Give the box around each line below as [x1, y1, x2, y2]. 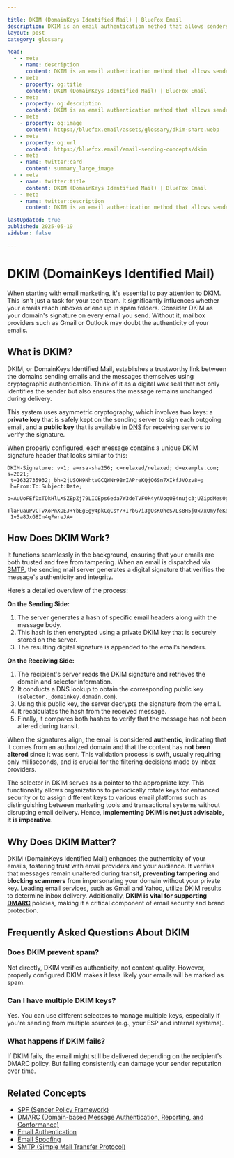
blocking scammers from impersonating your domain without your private [7, 877, 221, 885]
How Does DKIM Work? [7, 532, 110, 544]
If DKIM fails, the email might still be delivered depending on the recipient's [7, 1052, 223, 1060]
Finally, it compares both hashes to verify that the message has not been [17, 714, 226, 723]
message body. [17, 621, 62, 629]
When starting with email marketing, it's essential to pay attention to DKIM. [7, 289, 221, 297]
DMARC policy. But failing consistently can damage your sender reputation [7, 1060, 221, 1068]
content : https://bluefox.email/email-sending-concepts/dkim [25, 146, 208, 153]
